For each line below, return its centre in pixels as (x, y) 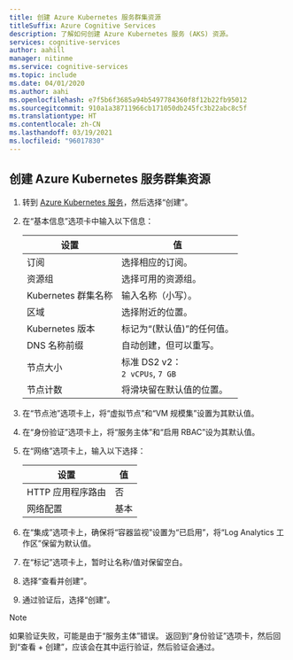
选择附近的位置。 (157, 312)
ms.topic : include (43, 75)
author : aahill (37, 50)
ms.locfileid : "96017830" (57, 141)
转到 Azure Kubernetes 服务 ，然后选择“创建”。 (107, 202)
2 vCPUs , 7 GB (149, 373)
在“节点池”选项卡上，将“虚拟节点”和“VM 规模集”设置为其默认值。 (140, 413)
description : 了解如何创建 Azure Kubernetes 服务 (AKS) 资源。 (121, 34)
